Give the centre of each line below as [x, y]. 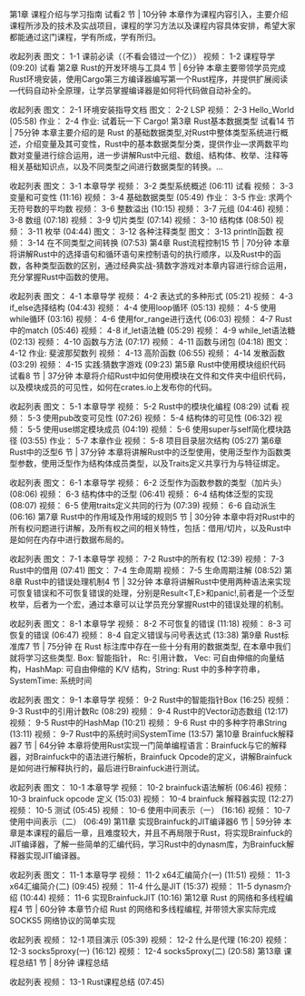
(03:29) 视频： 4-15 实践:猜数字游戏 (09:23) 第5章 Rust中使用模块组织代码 [148, 364]
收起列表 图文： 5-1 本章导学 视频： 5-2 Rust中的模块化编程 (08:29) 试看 [144, 407]
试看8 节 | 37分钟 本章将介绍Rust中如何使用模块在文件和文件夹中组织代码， [150, 376]
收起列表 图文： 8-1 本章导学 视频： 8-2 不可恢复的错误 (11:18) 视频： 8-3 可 [151, 624]
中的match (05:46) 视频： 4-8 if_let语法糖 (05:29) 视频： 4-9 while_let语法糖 [152, 330]
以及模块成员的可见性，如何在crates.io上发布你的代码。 [113, 387]
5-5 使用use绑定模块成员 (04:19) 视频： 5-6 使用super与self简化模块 [155, 429]
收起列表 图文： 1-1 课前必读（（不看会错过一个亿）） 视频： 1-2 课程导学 [142, 56]
